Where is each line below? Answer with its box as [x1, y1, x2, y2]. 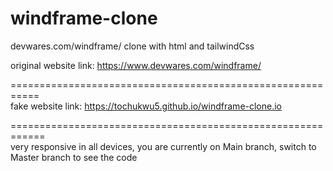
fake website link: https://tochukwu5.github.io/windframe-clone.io [10, 100, 283, 112]
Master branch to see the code [10, 151, 138, 163]
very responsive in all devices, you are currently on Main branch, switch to [10, 140, 317, 152]
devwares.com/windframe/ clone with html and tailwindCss [10, 40, 255, 52]
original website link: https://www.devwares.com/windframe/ [10, 59, 262, 71]
